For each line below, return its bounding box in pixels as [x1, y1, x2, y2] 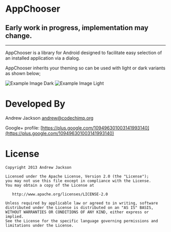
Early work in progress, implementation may [5, 23, 149, 32]
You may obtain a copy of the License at [5, 183, 95, 188]
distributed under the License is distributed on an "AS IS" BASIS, [5, 205, 154, 210]
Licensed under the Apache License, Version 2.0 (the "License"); [5, 174, 149, 179]
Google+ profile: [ [5, 124, 42, 131]
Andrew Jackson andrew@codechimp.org [5, 115, 94, 121]
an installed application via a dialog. [5, 55, 80, 61]
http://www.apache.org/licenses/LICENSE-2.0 [12, 192, 108, 197]
